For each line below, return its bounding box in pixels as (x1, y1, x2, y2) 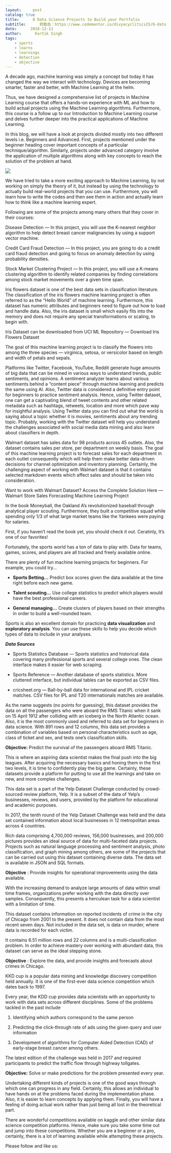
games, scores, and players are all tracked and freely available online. (5, 550, 152, 556)
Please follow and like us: (5, 1143, 59, 1149)
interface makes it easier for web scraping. (12, 662, 103, 668)
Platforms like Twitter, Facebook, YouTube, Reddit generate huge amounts (5, 365, 160, 371)
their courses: (5, 214, 35, 221)
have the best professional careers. (12, 595, 88, 601)
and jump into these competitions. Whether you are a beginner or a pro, (5, 1128, 155, 1134)
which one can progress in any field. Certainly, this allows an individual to (5, 1085, 159, 1091)
